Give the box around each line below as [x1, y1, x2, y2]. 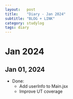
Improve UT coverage [19, 88, 63, 95]
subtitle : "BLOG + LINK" [5, 16, 55, 21]
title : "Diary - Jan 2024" [5, 12, 66, 16]
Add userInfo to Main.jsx [19, 83, 69, 89]
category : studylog [5, 20, 44, 26]
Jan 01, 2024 [5, 65, 45, 73]
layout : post [5, 7, 36, 12]
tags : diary [5, 25, 29, 30]
